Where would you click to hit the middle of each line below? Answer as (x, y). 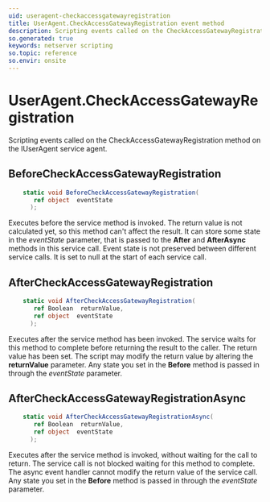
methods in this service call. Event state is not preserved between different (133, 249)
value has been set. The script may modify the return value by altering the (131, 356)
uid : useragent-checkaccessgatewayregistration (90, 16)
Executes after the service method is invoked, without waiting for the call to (133, 454)
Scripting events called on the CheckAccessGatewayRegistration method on (135, 140)
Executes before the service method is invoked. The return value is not (125, 223)
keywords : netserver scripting (61, 46)
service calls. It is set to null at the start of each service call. (108, 257)
